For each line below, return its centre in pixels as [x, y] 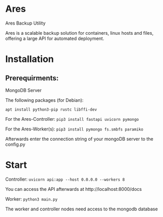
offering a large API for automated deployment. [55, 38]
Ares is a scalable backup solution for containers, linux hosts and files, [79, 33]
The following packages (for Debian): [44, 100]
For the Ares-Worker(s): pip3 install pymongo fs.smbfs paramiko [74, 129]
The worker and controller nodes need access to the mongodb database [82, 209]
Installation [30, 59]
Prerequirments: [32, 78]
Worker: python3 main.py [31, 199]
